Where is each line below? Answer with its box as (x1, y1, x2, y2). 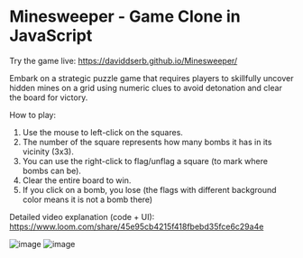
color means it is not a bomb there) (22, 194, 153, 205)
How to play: (9, 109, 57, 120)
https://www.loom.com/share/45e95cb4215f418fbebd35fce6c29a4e (9, 221, 264, 232)
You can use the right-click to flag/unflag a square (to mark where (22, 155, 269, 166)
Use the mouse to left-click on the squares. (22, 126, 183, 137)
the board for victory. (9, 92, 88, 103)
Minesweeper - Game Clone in (9, 6, 241, 27)
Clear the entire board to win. (22, 174, 132, 186)
